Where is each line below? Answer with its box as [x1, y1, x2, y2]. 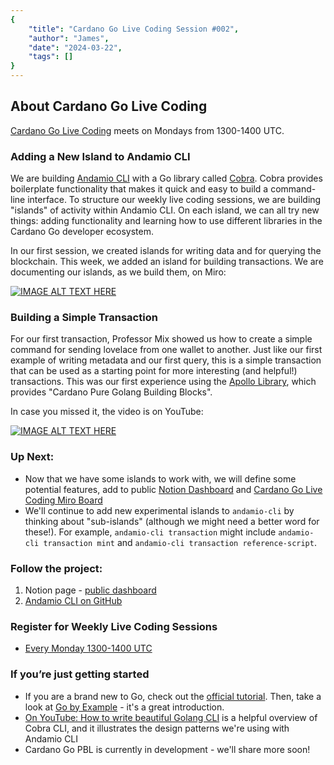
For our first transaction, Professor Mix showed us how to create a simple [10, 333, 313, 345]
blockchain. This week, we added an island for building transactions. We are [10, 256, 324, 268]
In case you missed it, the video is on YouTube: [10, 406, 204, 418]
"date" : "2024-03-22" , [28, 42, 123, 53]
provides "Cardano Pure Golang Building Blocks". [10, 386, 213, 398]
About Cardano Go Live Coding [10, 98, 208, 115]
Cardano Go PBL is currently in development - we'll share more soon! [24, 743, 311, 755]
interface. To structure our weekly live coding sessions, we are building [27, 194, 322, 206]
